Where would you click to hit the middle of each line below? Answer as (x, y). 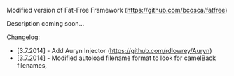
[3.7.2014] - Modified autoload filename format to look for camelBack (116, 58)
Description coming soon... (46, 23)
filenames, (32, 65)
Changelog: (23, 37)
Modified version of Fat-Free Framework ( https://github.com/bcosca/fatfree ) (117, 10)
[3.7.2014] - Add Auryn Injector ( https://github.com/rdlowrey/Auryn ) (114, 51)
